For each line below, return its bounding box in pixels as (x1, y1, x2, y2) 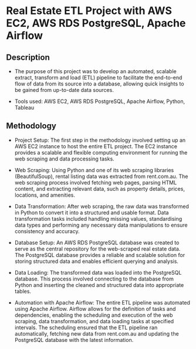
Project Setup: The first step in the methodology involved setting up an (14, 136, 186, 143)
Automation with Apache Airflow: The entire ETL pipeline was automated (14, 299, 191, 306)
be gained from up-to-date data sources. (14, 87, 114, 93)
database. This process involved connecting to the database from (14, 275, 174, 282)
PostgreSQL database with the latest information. (14, 336, 134, 343)
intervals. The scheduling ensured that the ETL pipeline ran (14, 324, 158, 331)
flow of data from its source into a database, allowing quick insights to (14, 80, 184, 87)
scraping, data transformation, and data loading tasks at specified (14, 317, 174, 324)
